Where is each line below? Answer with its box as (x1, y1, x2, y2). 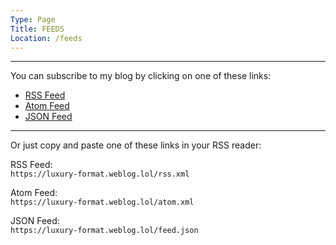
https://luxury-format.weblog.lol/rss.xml (10, 169, 190, 180)
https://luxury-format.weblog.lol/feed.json (10, 226, 199, 236)
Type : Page (10, 14, 56, 25)
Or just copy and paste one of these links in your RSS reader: (10, 139, 262, 151)
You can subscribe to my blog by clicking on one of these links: (10, 70, 272, 82)
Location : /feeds (10, 33, 83, 43)
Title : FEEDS (10, 24, 65, 34)
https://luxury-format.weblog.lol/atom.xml (10, 197, 195, 208)
